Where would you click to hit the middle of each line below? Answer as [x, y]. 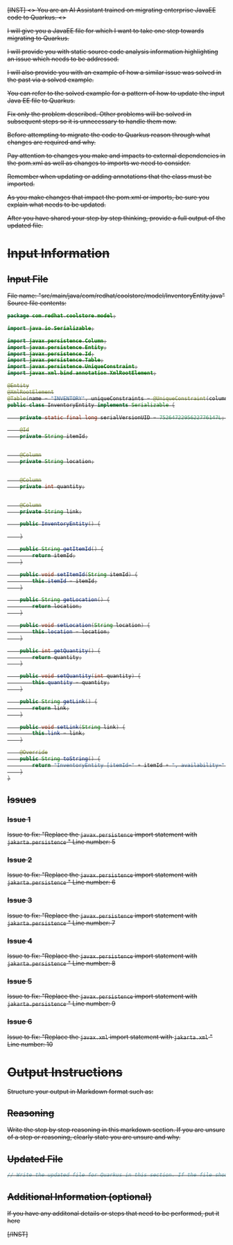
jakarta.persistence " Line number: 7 [61, 922]
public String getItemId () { [62, 549]
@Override [34, 753]
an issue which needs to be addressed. [63, 59]
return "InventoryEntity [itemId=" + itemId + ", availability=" [129, 765]
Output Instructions [65, 1072]
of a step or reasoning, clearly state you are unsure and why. [94, 1137]
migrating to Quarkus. [38, 38]
